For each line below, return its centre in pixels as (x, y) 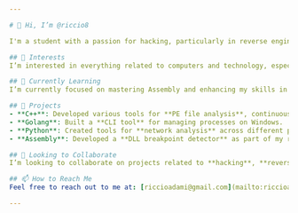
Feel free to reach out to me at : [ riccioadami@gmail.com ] (121, 187)
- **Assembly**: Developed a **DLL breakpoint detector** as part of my (146, 138)
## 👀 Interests (37, 57)
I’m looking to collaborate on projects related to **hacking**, (132, 163)
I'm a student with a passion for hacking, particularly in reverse (138, 41)
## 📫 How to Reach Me (51, 179)
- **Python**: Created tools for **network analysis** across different (146, 130)
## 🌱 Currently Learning (55, 82)
